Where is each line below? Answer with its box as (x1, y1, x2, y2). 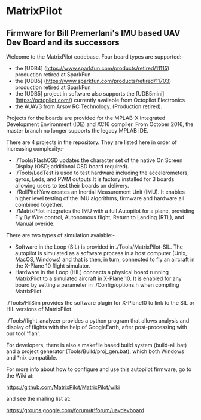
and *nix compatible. (6, 354, 58, 361)
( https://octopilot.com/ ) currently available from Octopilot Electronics (14, 97, 185, 103)
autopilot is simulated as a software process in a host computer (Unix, (14, 250, 187, 256)
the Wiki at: (6, 372, 34, 379)
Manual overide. (14, 220, 55, 227)
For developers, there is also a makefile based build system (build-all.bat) (6, 342, 187, 348)
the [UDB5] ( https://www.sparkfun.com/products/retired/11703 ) (14, 78, 172, 84)
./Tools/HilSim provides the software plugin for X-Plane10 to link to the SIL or (6, 299, 195, 306)
